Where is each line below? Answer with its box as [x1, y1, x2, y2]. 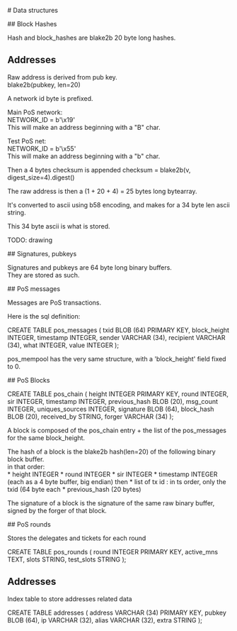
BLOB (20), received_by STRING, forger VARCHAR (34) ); [7, 412, 174, 421]
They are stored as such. [7, 270, 80, 279]
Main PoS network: [7, 108, 63, 116]
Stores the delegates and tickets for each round [7, 534, 146, 542]
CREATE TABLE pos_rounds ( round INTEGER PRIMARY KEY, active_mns [7, 547, 218, 556]
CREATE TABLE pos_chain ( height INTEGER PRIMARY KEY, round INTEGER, [7, 390, 229, 398]
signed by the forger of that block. [7, 506, 108, 515]
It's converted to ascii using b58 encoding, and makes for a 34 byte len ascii [7, 200, 230, 209]
